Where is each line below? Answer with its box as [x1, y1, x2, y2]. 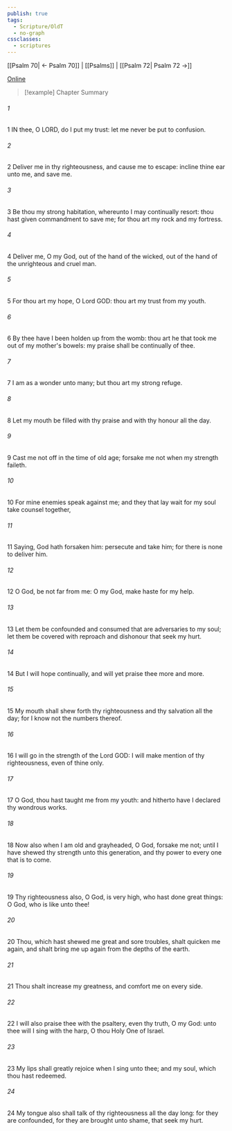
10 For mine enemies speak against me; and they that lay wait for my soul [7, 498, 216, 506]
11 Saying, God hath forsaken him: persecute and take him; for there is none [7, 543, 223, 551]
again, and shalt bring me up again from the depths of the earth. [7, 945, 190, 953]
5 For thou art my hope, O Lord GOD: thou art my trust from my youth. [7, 297, 206, 305]
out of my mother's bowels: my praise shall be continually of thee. [7, 341, 195, 350]
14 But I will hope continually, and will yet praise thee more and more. [7, 669, 204, 677]
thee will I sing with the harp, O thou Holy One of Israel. [7, 1026, 165, 1035]
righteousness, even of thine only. [7, 759, 104, 767]
